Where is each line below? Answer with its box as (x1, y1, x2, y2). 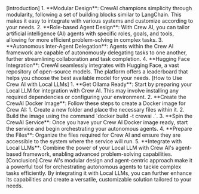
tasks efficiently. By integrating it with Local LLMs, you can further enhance (6, 170, 192, 177)
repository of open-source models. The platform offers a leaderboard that (6, 68, 188, 75)
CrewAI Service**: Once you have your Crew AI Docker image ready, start (6, 119, 188, 126)
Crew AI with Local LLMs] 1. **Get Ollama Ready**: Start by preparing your (6, 81, 192, 88)
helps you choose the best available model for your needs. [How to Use (6, 75, 183, 81)
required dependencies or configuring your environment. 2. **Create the (6, 94, 186, 100)
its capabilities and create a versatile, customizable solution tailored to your (6, 176, 192, 183)
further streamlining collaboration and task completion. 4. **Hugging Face (6, 56, 190, 62)
